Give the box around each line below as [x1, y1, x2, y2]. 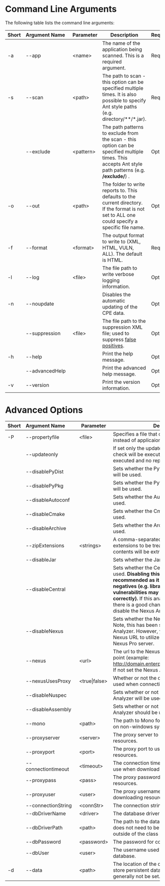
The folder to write [102, 181, 145, 188]
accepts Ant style [102, 160, 142, 167]
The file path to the [102, 317, 146, 324]
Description [110, 31, 138, 38]
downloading [112, 794, 143, 801]
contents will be [112, 548, 150, 555]
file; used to [102, 330, 130, 337]
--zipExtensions [25, 542, 65, 549]
